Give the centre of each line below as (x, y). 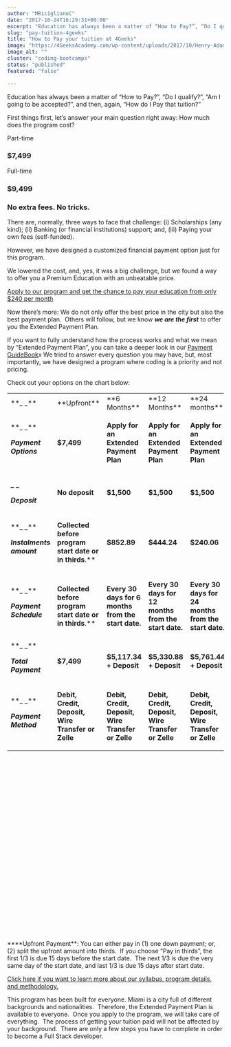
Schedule (26, 615)
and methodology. (33, 986)
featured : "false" (33, 71)
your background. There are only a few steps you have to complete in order (115, 1029)
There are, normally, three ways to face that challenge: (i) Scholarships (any (114, 222)
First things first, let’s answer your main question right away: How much (109, 117)
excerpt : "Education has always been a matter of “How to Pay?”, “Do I (112, 26)
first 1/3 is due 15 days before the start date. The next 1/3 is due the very (110, 958)
